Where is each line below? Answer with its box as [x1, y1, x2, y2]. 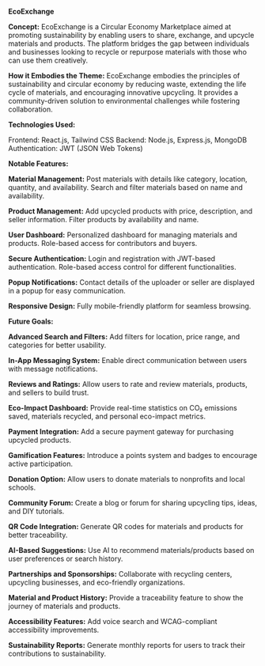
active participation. [8, 459, 74, 468]
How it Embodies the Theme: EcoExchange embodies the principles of [8, 71, 240, 80]
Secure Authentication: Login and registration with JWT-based [8, 254, 216, 263]
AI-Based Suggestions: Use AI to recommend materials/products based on [8, 546, 255, 554]
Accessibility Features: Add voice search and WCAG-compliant [8, 617, 218, 626]
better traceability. [8, 530, 68, 539]
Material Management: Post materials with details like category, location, [8, 174, 248, 184]
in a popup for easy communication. [8, 286, 126, 295]
